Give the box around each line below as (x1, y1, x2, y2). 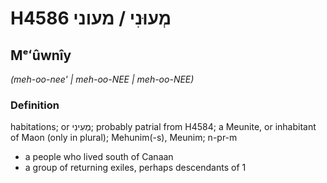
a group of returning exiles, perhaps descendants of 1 (24, 162, 247, 174)
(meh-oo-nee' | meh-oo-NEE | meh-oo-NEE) (10, 73, 195, 85)
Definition (10, 98, 60, 112)
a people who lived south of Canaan (24, 151, 174, 163)
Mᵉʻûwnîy (10, 47, 72, 64)
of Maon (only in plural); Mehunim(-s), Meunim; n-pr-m (10, 132, 238, 144)
